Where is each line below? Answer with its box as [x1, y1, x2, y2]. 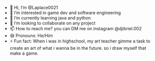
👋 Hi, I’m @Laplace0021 [9, 5, 58, 10]
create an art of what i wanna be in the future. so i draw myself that [9, 45, 147, 51]
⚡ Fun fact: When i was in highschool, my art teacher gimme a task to [9, 38, 151, 44]
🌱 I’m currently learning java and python [9, 15, 91, 20]
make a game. [9, 50, 39, 56]
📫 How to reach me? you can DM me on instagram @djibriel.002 [9, 26, 142, 31]
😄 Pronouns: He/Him [9, 33, 53, 39]
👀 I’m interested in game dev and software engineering [9, 10, 121, 16]
